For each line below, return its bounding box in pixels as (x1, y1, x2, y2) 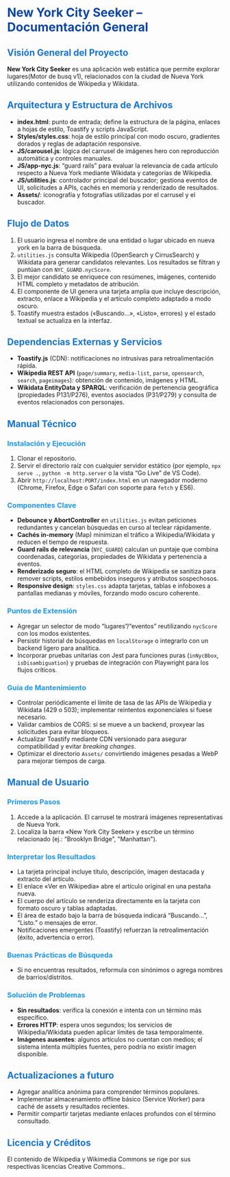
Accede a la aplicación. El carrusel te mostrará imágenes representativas (16, 812, 223, 821)
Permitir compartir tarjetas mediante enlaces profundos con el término (16, 1110, 216, 1118)
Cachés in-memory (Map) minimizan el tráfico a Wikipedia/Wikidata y (16, 531, 216, 539)
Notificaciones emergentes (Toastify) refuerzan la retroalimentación (16, 926, 209, 934)
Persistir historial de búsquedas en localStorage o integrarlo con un (16, 637, 209, 645)
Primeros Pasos (7, 797, 61, 807)
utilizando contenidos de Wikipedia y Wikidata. (7, 80, 139, 87)
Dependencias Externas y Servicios (7, 336, 162, 348)
